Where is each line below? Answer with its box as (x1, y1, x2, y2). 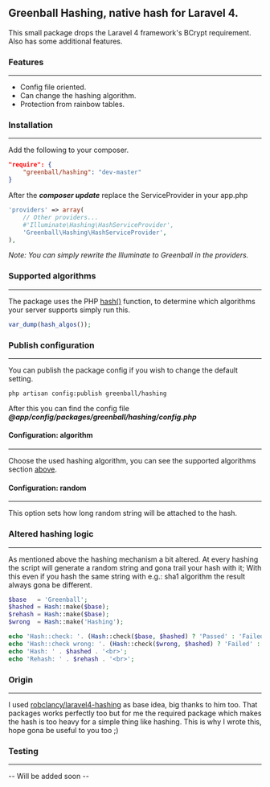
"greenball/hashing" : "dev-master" (22, 168, 142, 176)
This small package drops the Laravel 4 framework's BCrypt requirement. (8, 27, 252, 37)
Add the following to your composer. (8, 145, 129, 155)
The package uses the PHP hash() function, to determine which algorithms (8, 296, 256, 306)
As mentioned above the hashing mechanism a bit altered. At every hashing (8, 554, 259, 564)
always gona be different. (8, 579, 92, 590)
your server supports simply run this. (8, 305, 131, 315)
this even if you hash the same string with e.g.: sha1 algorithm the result (8, 571, 246, 581)
